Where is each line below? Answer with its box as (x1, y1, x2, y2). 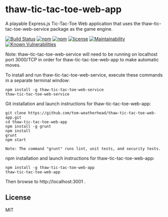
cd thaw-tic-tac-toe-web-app (5, 119, 67, 125)
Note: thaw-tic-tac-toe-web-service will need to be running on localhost (5, 51, 158, 57)
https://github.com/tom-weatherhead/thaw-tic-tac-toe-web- (28, 110, 157, 115)
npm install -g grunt (5, 124, 52, 129)
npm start (5, 137, 27, 142)
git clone (5, 110, 27, 115)
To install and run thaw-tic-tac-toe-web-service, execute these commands (5, 71, 163, 78)
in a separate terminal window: (5, 77, 70, 83)
